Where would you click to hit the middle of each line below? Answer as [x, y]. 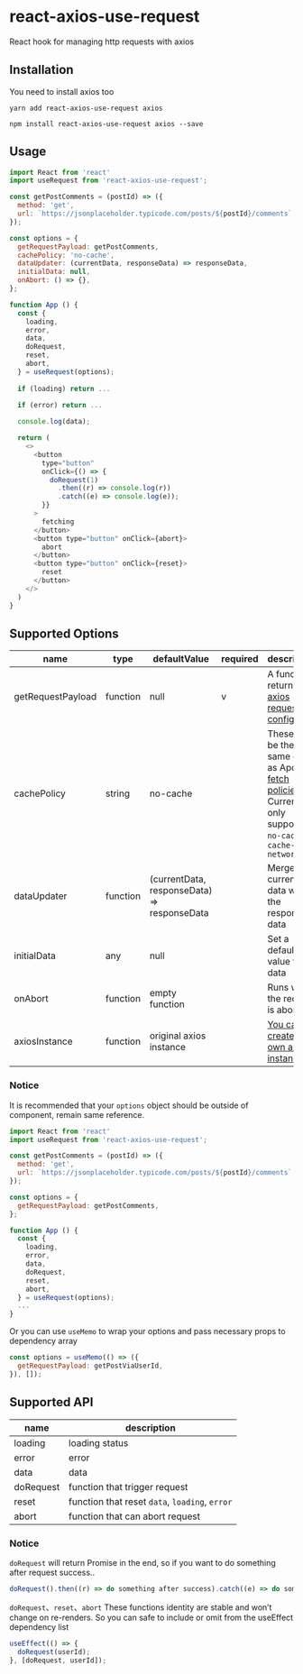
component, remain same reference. [77, 1114]
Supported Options [64, 633]
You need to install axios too [62, 91]
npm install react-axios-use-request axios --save [106, 123]
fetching [58, 521]
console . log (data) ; [54, 422]
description [150, 1428]
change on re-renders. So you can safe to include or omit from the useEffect [151, 1617]
